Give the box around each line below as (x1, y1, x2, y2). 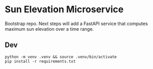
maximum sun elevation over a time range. (5, 26, 94, 32)
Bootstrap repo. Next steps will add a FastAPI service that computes (5, 20, 148, 27)
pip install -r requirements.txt (5, 59, 76, 64)
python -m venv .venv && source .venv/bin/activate (5, 54, 117, 59)
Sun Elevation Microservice (5, 4, 124, 15)
